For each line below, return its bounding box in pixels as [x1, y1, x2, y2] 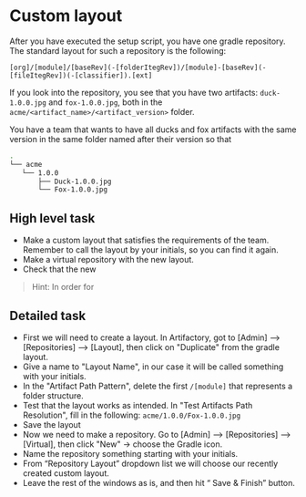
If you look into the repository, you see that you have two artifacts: [9, 87, 259, 98]
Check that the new [22, 264, 97, 274]
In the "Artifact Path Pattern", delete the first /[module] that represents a [22, 380, 293, 391]
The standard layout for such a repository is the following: [9, 45, 227, 56]
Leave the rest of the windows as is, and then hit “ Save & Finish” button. [22, 477, 296, 488]
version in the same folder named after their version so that [9, 133, 232, 144]
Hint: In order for [31, 282, 95, 293]
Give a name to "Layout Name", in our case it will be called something [22, 361, 284, 372]
